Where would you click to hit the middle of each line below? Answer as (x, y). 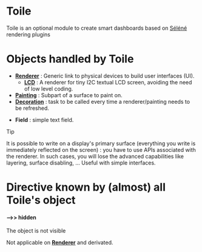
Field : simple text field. (44, 120)
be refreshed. (32, 108)
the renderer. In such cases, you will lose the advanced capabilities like (95, 156)
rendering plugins (28, 34)
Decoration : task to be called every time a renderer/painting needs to (102, 101)
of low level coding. (49, 89)
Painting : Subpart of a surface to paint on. (69, 95)
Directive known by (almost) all (86, 187)
